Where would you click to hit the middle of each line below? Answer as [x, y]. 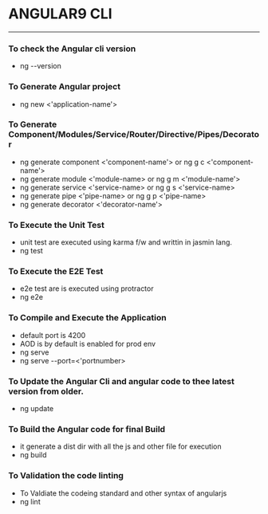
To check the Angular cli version [72, 49]
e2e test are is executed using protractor [87, 288]
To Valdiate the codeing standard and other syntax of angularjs [123, 493]
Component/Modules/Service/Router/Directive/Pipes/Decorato [134, 135]
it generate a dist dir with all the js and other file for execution [120, 446]
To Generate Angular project [65, 87]
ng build [33, 455]
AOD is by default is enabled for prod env [88, 343]
